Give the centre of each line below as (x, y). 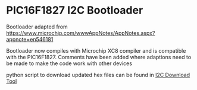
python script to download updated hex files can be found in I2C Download (98, 75)
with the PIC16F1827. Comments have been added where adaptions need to (99, 57)
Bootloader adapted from (37, 27)
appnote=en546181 (30, 39)
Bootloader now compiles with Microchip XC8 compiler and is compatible (96, 50)
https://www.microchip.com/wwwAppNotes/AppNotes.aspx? (81, 33)
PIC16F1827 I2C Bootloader (75, 10)
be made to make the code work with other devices (69, 63)
